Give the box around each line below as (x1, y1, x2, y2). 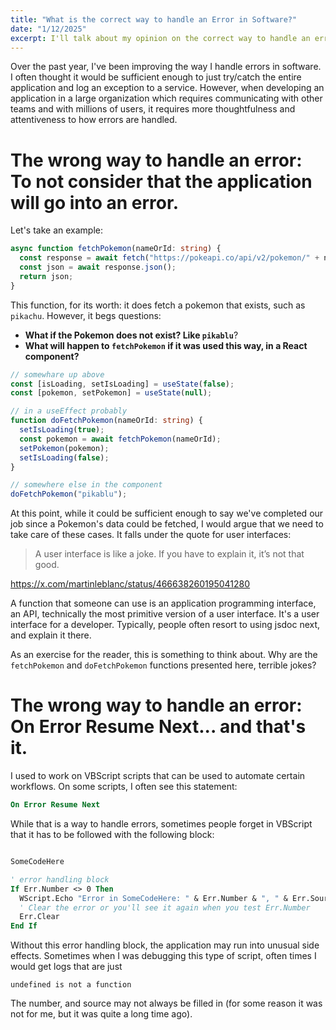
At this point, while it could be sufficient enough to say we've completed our (10, 507, 324, 520)
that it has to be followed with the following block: (10, 829, 215, 840)
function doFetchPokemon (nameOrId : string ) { (10, 416, 203, 426)
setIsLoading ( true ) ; (19, 425, 105, 435)
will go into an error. (10, 191, 179, 214)
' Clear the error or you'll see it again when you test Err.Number (19, 902, 311, 913)
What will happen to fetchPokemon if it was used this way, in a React (24, 339, 308, 351)
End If (10, 921, 38, 931)
